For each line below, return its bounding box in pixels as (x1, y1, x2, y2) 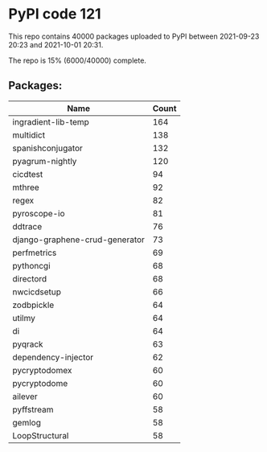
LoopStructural (12, 429, 69, 441)
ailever (12, 391, 38, 402)
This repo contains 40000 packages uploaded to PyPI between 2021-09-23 (8, 31, 260, 41)
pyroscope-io (12, 208, 65, 219)
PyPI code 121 (8, 5, 102, 23)
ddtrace (12, 220, 43, 232)
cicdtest (12, 168, 43, 179)
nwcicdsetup (12, 286, 62, 298)
